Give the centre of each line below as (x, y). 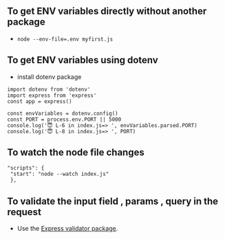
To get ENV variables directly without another (107, 11)
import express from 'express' (52, 95)
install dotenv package (49, 77)
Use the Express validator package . (67, 229)
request (24, 212)
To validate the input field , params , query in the (113, 201)
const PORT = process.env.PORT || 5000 (64, 119)
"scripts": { (26, 168)
